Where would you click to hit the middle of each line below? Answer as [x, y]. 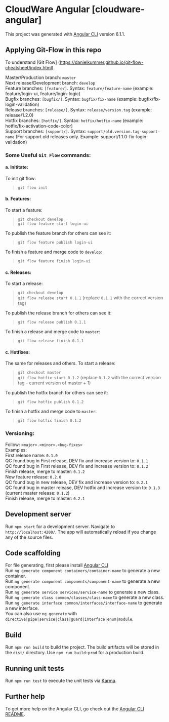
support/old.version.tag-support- [124, 132]
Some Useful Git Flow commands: [48, 155]
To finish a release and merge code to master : [53, 332]
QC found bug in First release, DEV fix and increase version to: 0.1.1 [77, 460]
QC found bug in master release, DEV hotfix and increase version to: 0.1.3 [83, 488]
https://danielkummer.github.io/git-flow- [102, 62]
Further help [25, 696]
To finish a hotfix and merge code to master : [51, 412]
